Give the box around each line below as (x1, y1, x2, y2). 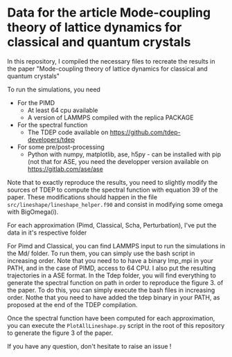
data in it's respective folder (7, 228, 87, 237)
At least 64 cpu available (27, 106, 98, 114)
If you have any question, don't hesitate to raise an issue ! (7, 342, 172, 350)
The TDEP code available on (27, 128, 109, 136)
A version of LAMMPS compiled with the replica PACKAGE (27, 113, 194, 122)
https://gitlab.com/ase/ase (27, 165, 104, 173)
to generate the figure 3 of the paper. (7, 329, 113, 337)
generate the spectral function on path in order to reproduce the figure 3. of (7, 278, 224, 286)
